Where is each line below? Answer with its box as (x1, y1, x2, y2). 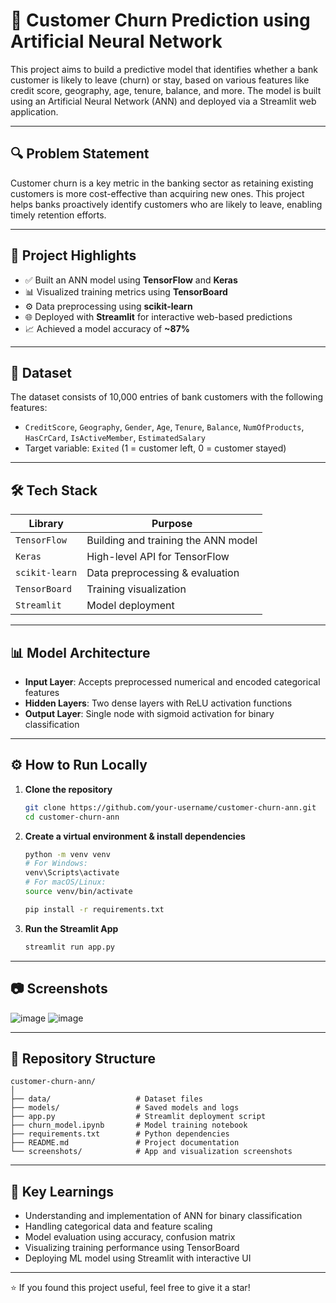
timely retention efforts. (10, 209, 107, 221)
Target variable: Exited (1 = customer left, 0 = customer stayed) (24, 442, 287, 454)
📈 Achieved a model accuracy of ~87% (24, 322, 191, 334)
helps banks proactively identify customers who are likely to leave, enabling (10, 198, 323, 210)
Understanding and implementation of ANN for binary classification (24, 1210, 303, 1222)
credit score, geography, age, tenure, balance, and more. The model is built (10, 84, 322, 96)
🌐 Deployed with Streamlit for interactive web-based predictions (24, 310, 293, 323)
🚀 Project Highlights (10, 247, 137, 264)
